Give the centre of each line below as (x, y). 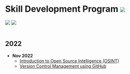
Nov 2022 (23, 55)
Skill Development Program (62, 9)
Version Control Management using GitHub (63, 66)
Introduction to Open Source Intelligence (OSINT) (69, 61)
